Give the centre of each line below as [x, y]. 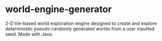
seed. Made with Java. [29, 34]
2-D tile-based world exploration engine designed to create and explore [81, 23]
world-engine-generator [58, 9]
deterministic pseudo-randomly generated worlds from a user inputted [80, 28]
